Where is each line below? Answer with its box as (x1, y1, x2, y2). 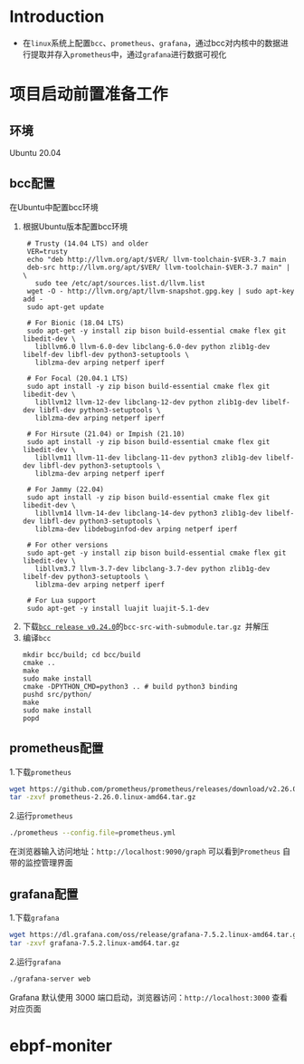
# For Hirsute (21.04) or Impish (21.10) (26, 429, 185, 439)
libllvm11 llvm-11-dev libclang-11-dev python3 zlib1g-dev (34, 453, 262, 462)
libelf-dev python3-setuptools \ (22, 572, 149, 581)
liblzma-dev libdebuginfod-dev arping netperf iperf (34, 524, 238, 534)
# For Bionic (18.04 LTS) (26, 318, 125, 327)
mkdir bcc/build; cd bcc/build (22, 650, 141, 659)
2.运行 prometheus (9, 810, 74, 821)
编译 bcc (22, 632, 52, 643)
